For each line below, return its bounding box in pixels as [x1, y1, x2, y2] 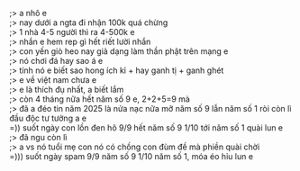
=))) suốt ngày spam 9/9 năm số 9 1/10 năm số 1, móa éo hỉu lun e [9, 151, 254, 161]
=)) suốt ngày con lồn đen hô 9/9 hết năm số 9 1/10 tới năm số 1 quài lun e [9, 122, 284, 133]
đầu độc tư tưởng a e [9, 112, 87, 123]
